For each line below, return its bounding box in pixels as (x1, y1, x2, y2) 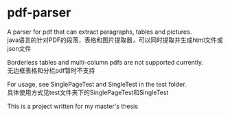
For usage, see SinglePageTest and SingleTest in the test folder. (7, 80, 187, 88)
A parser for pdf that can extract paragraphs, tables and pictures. (7, 28, 192, 36)
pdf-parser (7, 5, 71, 21)
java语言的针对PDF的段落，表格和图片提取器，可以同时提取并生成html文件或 (7, 36, 223, 44)
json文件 (7, 44, 32, 52)
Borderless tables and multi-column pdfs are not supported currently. (7, 58, 204, 66)
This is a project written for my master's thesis (7, 102, 139, 110)
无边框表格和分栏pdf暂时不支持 (7, 66, 95, 74)
